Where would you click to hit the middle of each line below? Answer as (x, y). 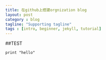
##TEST (14, 43)
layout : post (19, 15)
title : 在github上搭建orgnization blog (46, 10)
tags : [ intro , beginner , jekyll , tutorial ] (53, 29)
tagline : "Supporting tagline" (38, 24)
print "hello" (20, 53)
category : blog (22, 19)
